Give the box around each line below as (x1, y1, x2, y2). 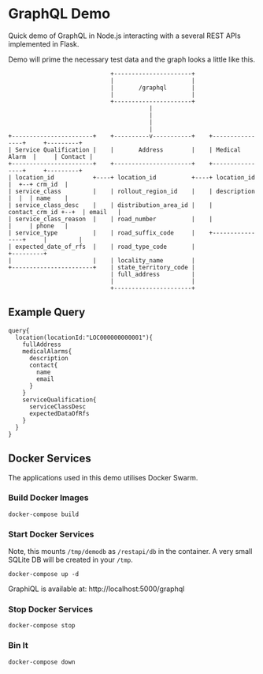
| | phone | (8, 222, 69, 230)
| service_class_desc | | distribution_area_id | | (8, 201, 213, 209)
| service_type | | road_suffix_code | (8, 228, 195, 237)
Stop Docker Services (8, 604, 93, 615)
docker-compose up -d (8, 570, 80, 578)
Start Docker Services (8, 529, 94, 540)
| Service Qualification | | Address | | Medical (8, 145, 242, 154)
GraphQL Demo (8, 5, 111, 23)
